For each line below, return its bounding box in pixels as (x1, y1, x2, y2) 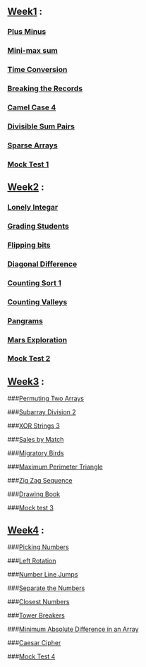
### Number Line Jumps (7, 570, 78, 579)
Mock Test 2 (7, 354, 51, 363)
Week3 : (7, 375, 44, 387)
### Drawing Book (7, 490, 61, 498)
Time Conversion (7, 65, 68, 75)
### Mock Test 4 (7, 652, 56, 661)
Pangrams (7, 316, 44, 325)
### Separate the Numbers (7, 584, 85, 592)
